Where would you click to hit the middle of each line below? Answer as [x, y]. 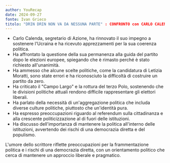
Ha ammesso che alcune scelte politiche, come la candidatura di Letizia [87, 71]
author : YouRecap [24, 10]
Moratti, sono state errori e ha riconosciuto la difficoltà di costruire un [85, 76]
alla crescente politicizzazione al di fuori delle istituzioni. [71, 119]
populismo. [24, 135]
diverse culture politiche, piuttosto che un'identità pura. [70, 108]
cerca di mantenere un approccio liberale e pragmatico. [63, 155]
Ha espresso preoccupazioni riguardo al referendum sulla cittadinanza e [88, 114]
